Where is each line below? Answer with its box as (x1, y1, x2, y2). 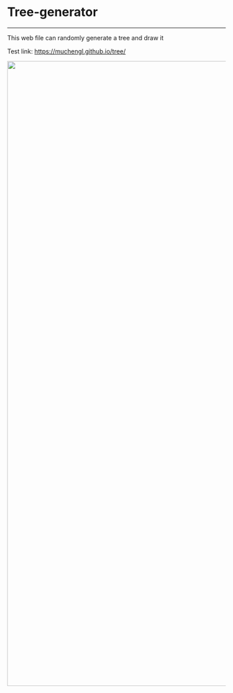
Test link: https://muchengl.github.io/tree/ (7, 47, 126, 56)
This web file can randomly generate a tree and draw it (7, 33, 164, 42)
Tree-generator (7, 4, 98, 20)
